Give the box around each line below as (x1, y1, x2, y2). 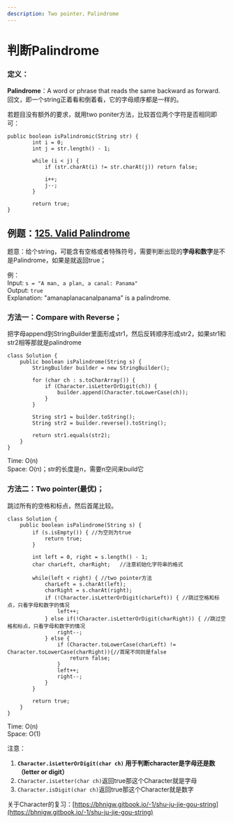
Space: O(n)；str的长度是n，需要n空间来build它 (7, 465, 144, 473)
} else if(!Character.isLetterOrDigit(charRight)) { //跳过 (44, 615, 221, 622)
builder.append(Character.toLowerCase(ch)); (57, 389, 189, 396)
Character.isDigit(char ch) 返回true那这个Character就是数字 (17, 785, 194, 794)
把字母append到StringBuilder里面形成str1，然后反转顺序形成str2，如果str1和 (7, 330, 227, 338)
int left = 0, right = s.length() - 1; (32, 553, 149, 560)
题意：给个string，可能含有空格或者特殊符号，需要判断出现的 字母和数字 (7, 247, 213, 256)
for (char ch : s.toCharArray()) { (32, 377, 136, 384)
